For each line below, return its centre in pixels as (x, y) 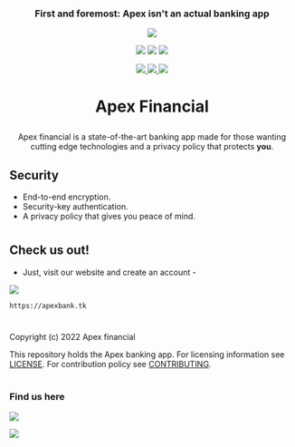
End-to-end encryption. (67, 197)
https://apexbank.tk (48, 306)
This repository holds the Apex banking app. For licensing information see (147, 355)
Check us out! (50, 251)
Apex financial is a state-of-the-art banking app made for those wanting (152, 137)
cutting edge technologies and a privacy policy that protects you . (152, 147)
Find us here (37, 397)
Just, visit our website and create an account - (109, 272)
